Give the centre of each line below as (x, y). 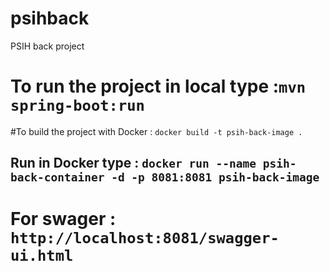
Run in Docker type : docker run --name (133, 163)
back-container (57, 177)
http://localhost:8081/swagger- (145, 238)
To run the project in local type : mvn (158, 86)
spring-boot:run (77, 106)
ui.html (42, 256)
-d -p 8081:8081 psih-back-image (215, 177)
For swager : (63, 219)
